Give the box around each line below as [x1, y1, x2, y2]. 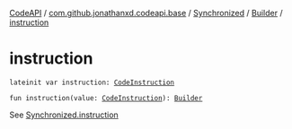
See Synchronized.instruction [9, 109, 119, 120]
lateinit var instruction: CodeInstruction [9, 78, 175, 87]
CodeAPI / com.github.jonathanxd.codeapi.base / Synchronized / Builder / [9, 8, 283, 18]
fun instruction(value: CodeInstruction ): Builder [9, 93, 203, 102]
